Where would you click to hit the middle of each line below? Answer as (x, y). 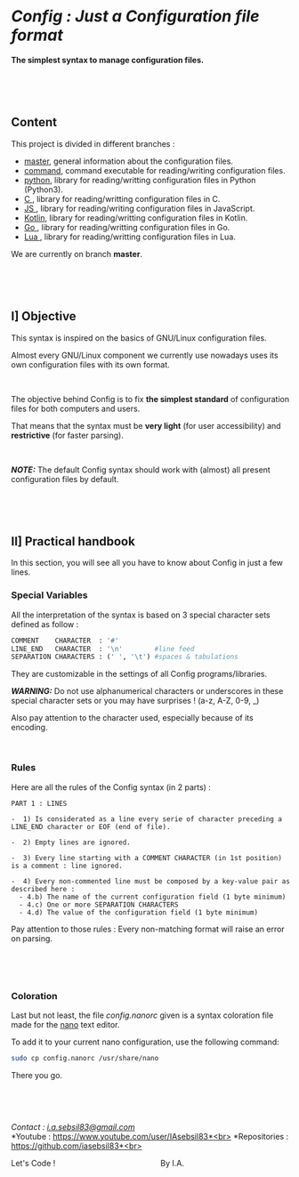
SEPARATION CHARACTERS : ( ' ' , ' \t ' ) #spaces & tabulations (125, 657)
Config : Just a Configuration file (135, 16)
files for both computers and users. (76, 408)
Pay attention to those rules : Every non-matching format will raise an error (148, 929)
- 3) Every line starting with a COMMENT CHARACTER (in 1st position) (146, 858)
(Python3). (44, 189)
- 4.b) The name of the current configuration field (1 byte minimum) (153, 897)
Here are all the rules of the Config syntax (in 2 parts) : (111, 787)
